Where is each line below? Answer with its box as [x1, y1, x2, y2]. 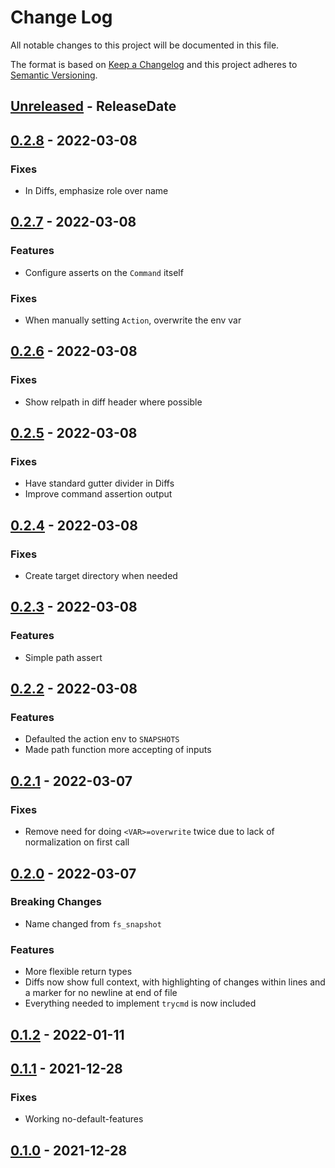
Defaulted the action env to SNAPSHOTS [24, 733, 180, 745]
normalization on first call [24, 836, 130, 848]
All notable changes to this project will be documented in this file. [10, 39, 280, 51]
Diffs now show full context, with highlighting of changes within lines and [24, 976, 326, 988]
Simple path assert [24, 651, 103, 663]
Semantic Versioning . [10, 69, 98, 81]
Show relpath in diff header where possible [24, 396, 203, 408]
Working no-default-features [24, 1113, 144, 1125]
